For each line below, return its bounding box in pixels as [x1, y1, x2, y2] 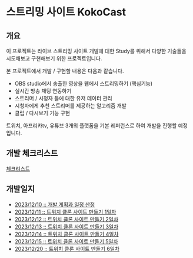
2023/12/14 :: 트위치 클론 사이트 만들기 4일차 [14, 230, 119, 237]
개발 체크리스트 [6, 148, 58, 158]
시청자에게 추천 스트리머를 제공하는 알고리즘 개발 [14, 102, 127, 109]
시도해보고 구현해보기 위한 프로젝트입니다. [6, 55, 102, 62]
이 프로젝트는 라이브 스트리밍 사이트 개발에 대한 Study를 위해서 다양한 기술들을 [6, 48, 187, 54]
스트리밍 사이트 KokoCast [6, 5, 127, 19]
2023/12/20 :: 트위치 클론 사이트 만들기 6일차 [14, 245, 119, 252]
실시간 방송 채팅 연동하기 [14, 87, 72, 94]
